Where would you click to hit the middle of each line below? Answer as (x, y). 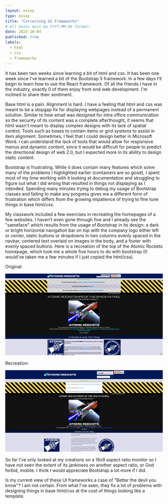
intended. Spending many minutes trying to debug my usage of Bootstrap (81, 189)
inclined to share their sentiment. (39, 94)
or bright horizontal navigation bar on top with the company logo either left (82, 230)
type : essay (17, 16)
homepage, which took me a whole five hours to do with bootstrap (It (76, 251)
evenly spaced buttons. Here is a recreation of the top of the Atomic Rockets (84, 246)
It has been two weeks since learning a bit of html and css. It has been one (82, 73)
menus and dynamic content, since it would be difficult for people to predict (83, 147)
